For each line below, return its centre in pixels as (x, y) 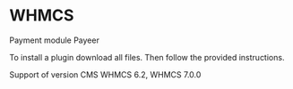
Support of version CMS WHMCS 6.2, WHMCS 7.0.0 (105, 74)
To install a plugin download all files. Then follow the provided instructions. (147, 57)
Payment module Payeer (55, 40)
